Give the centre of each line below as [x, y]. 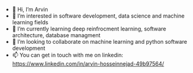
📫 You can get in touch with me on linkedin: [67, 55]
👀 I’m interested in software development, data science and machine [98, 16]
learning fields [30, 22]
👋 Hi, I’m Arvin [30, 9]
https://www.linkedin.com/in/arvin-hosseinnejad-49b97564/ [88, 64]
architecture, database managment [56, 35]
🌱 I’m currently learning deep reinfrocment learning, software [89, 29]
